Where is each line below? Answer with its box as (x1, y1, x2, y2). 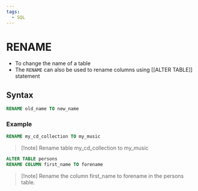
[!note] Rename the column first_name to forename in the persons (20, 172, 184, 180)
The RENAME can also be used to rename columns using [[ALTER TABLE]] (14, 66, 193, 74)
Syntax (6, 90, 34, 100)
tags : (6, 8, 20, 15)
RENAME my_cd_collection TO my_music (6, 134, 101, 140)
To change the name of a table (14, 60, 91, 67)
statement (14, 72, 40, 80)
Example (6, 120, 32, 129)
